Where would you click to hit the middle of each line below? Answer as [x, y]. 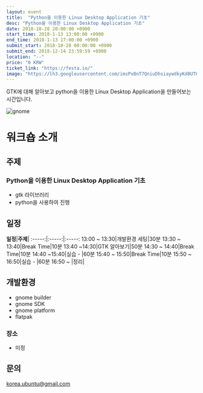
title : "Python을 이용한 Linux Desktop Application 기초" [78, 18]
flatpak [24, 317]
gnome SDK [30, 304]
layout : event [24, 12]
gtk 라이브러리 [32, 195]
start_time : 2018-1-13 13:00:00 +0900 [55, 34]
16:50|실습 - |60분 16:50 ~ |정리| [46, 261]
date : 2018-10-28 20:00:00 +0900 [48, 29]
